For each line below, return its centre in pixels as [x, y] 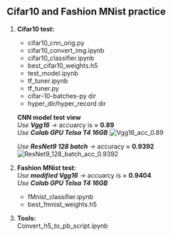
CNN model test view [49, 117]
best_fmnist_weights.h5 [62, 204]
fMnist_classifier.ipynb [61, 196]
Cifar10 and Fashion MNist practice [86, 12]
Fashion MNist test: [46, 168]
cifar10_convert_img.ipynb [66, 50]
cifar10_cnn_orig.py [56, 43]
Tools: [26, 218]
